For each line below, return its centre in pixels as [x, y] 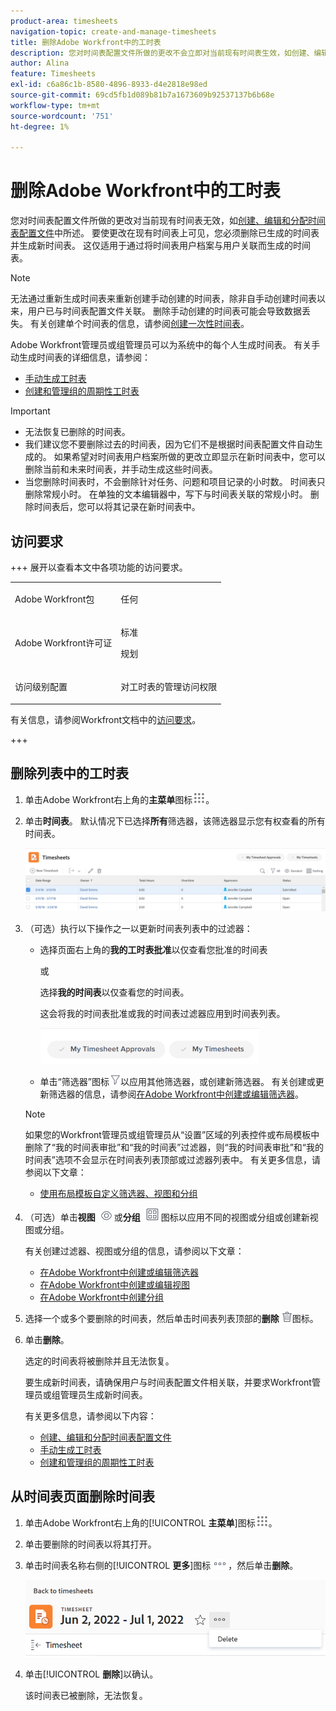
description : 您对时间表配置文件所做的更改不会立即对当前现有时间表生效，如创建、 [162, 53]
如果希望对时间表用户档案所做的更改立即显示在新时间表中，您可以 [189, 457]
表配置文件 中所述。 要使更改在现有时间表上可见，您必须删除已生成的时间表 [165, 233]
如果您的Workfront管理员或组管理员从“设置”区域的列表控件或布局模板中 [172, 1134]
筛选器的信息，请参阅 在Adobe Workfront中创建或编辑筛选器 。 [176, 1094]
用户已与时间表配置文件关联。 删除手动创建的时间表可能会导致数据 [164, 311]
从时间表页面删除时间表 [82, 1496]
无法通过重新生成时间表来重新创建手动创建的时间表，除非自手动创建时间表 [163, 299]
